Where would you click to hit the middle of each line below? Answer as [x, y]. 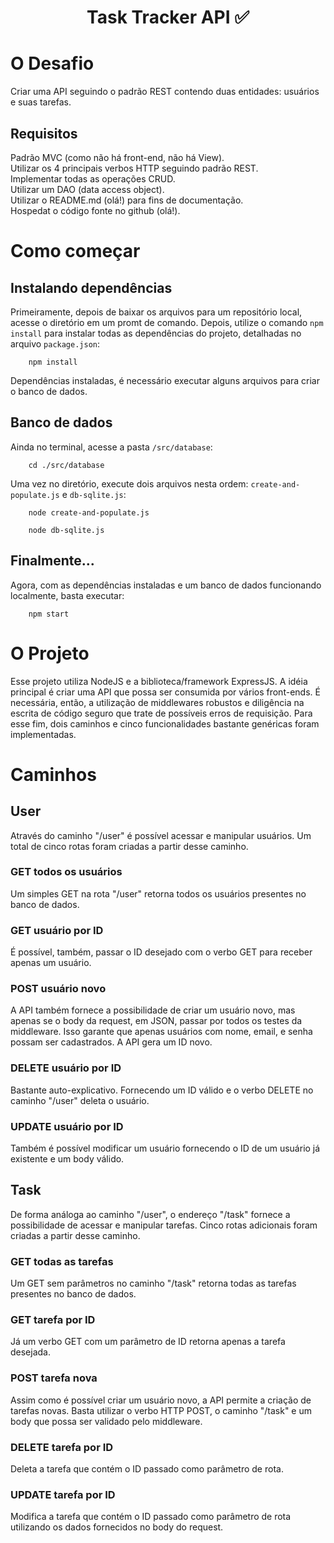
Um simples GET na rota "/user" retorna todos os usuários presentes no [158, 893]
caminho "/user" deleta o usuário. [80, 1100]
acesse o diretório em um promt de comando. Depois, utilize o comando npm [167, 322]
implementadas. [43, 734]
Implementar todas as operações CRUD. [93, 178]
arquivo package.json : [55, 343]
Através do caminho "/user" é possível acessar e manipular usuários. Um [161, 835]
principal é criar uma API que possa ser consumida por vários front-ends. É [165, 692]
